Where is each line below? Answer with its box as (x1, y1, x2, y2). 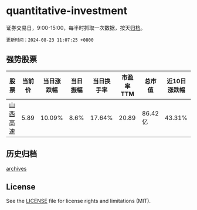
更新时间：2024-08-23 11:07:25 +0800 (6, 37, 94, 43)
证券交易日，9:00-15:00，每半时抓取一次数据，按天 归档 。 (6, 24, 146, 31)
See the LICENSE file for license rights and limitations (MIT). (6, 198, 151, 205)
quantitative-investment (6, 4, 128, 18)
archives (6, 165, 27, 172)
